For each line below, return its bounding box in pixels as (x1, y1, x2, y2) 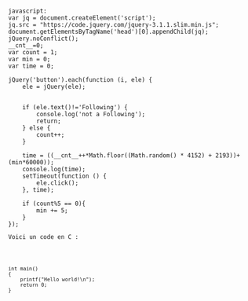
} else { (22, 124, 51, 132)
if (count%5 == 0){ (22, 200, 86, 207)
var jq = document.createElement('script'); (8, 14, 156, 22)
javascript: (8, 7, 47, 15)
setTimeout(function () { (22, 172, 108, 180)
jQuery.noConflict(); (8, 35, 79, 42)
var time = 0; (8, 62, 55, 70)
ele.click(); (36, 179, 79, 187)
